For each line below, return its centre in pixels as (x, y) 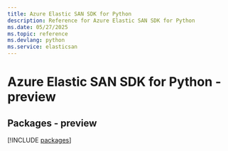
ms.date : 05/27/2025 (38, 27)
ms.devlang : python (36, 40)
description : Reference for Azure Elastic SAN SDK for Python (101, 21)
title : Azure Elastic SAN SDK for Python (70, 14)
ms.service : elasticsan (43, 47)
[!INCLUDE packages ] (39, 140)
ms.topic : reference (38, 34)
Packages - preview (52, 123)
